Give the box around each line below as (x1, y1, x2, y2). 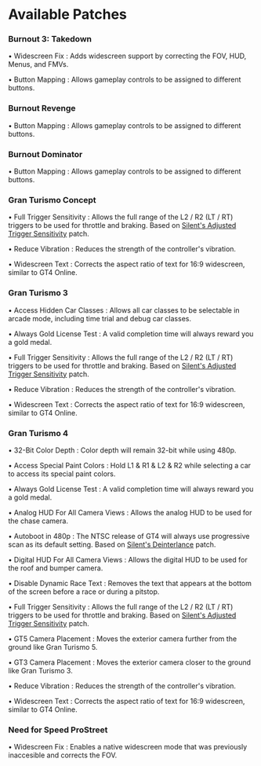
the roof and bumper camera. (8, 563, 103, 573)
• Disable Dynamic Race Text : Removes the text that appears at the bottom (8, 578, 252, 588)
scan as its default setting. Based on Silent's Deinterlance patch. (8, 540, 216, 549)
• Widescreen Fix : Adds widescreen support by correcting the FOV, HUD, (8, 51, 247, 60)
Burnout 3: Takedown (8, 34, 92, 45)
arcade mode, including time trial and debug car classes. (8, 313, 192, 323)
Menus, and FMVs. (8, 60, 69, 69)
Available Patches (8, 5, 128, 24)
